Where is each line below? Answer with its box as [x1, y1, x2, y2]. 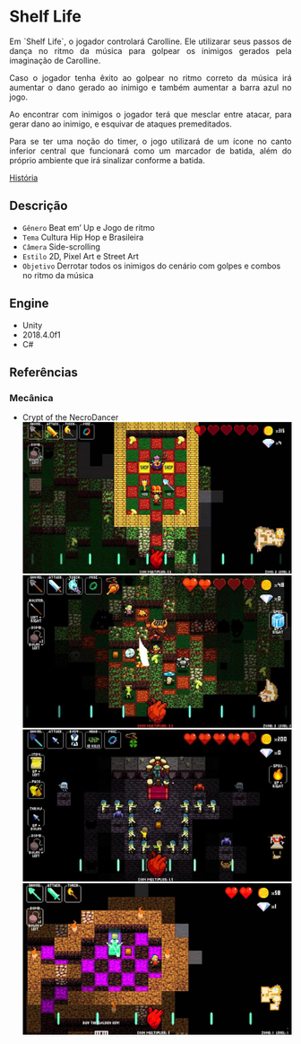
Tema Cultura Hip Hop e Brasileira [21, 232, 144, 242]
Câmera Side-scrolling [21, 241, 101, 252]
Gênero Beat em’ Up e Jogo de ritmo [21, 222, 155, 232]
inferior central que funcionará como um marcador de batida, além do [9, 145, 292, 156]
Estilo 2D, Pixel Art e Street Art [21, 250, 139, 261]
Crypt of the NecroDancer [21, 412, 119, 423]
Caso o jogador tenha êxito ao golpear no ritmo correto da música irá [9, 72, 292, 83]
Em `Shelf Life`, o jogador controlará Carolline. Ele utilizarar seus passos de [9, 36, 292, 47]
